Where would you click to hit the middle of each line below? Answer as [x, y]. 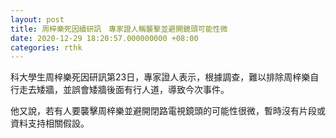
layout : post [37, 19]
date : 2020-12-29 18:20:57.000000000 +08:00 [104, 38]
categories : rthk [46, 47]
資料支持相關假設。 [50, 123]
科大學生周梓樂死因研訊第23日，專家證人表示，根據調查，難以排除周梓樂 [160, 77]
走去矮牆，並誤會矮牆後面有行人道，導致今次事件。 [124, 90]
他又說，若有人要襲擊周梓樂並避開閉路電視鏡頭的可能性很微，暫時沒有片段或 [168, 111]
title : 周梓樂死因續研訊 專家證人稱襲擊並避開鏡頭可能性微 [119, 29]
